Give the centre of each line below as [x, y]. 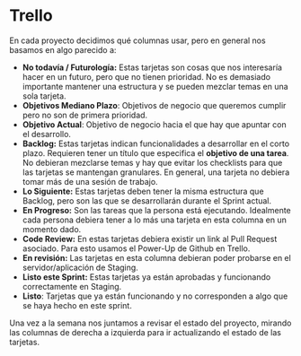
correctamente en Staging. [72, 286]
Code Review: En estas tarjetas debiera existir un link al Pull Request [150, 239]
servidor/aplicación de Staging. [80, 267]
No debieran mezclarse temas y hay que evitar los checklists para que [152, 162]
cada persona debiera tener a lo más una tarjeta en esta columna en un [155, 220]
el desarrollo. [47, 134]
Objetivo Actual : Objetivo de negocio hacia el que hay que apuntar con [154, 124]
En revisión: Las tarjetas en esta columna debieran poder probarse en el [157, 257]
